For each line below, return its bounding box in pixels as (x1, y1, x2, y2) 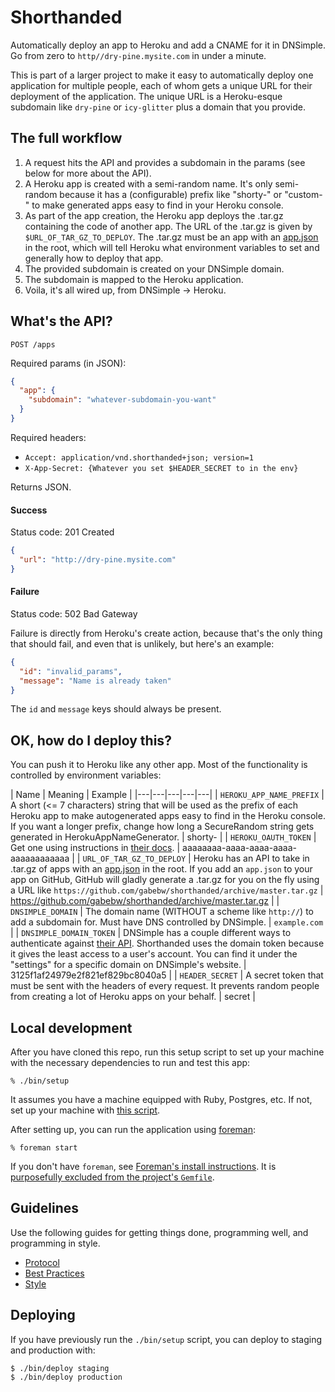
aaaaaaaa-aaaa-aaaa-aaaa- (182, 842, 298, 854)
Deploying (10, 1307, 76, 1324)
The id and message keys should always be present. (10, 703, 222, 715)
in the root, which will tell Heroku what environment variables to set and (24, 241, 320, 253)
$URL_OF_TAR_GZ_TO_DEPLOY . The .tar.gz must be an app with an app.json (24, 231, 319, 243)
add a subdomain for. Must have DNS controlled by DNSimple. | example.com (10, 916, 324, 928)
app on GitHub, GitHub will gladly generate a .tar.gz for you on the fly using (10, 874, 320, 886)
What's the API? (10, 313, 113, 330)
